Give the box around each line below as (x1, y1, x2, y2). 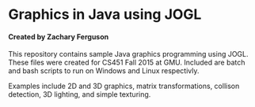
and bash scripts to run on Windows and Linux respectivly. (8, 66, 200, 76)
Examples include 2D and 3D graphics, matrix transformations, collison (8, 81, 240, 91)
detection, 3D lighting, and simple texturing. (8, 90, 151, 99)
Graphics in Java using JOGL (8, 6, 202, 24)
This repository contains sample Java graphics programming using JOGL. (8, 50, 249, 59)
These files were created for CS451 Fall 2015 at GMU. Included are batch (8, 57, 245, 68)
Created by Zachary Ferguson (8, 31, 109, 41)
